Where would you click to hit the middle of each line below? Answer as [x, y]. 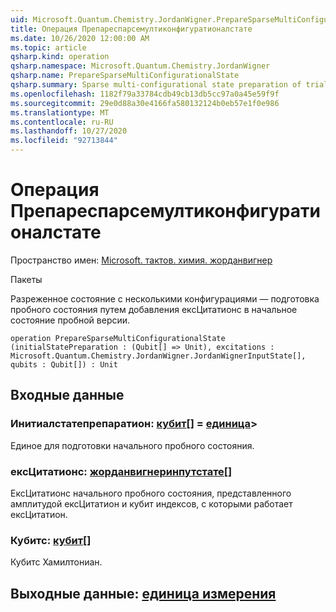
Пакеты [26, 279]
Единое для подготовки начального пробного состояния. [132, 445]
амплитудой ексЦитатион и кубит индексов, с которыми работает [151, 503]
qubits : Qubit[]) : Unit [64, 364]
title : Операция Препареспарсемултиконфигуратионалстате [131, 29]
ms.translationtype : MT [60, 112]
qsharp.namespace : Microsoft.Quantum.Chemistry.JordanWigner [140, 66]
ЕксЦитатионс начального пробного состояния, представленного [151, 493]
